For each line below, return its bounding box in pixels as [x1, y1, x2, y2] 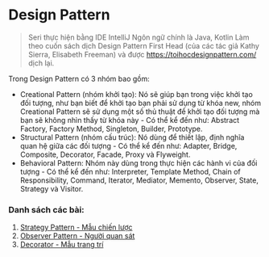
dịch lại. [27, 58, 55, 68]
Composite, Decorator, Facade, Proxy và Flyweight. [19, 150, 191, 159]
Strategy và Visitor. [19, 183, 84, 193]
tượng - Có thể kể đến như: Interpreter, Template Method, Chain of [19, 166, 241, 176]
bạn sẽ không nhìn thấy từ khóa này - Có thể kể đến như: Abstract [19, 115, 240, 124]
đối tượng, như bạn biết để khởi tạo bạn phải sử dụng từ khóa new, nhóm [19, 98, 262, 107]
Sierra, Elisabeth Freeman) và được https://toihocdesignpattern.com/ [27, 49, 257, 59]
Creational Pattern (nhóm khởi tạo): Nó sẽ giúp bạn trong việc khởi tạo [19, 89, 254, 99]
